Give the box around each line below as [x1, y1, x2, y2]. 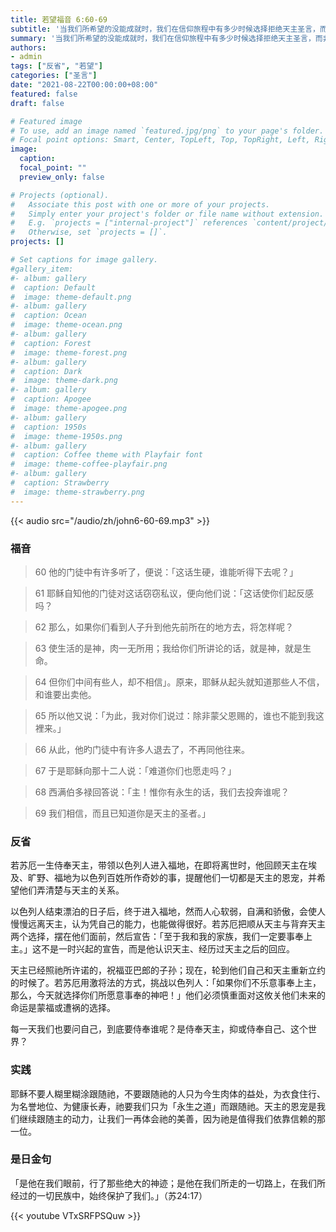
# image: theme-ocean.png [10, 320, 123, 330]
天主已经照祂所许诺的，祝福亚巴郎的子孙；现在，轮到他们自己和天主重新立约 [10, 964, 326, 976]
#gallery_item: [10, 264, 74, 274]
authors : [10, 42, 47, 53]
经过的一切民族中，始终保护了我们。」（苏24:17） [10, 1189, 208, 1201]
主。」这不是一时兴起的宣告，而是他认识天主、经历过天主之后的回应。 [10, 943, 295, 955]
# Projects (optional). [10, 190, 110, 200]
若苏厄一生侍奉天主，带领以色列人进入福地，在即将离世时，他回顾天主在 [10, 859, 308, 871]
